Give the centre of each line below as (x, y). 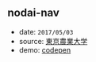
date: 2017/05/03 (46, 31)
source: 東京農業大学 (53, 41)
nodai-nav (34, 13)
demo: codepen (45, 49)
